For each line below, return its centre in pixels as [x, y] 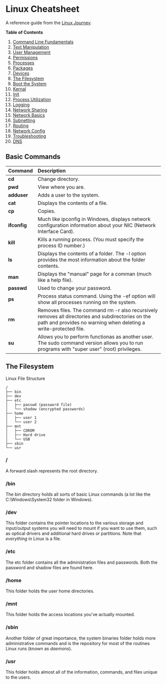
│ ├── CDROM [20, 430]
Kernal [19, 89]
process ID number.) [61, 245]
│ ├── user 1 [21, 417]
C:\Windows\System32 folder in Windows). [49, 500]
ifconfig [17, 225]
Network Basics [29, 115]
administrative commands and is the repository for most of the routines [78, 643]
